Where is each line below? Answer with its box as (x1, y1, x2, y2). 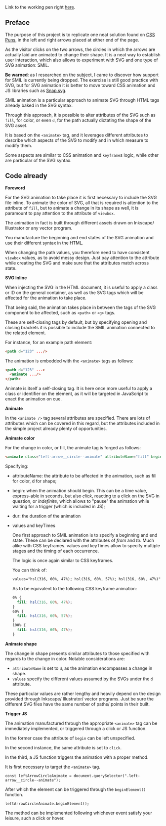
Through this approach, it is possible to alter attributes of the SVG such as (5, 112, 156, 118)
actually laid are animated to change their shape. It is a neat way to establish (5, 51, 161, 57)
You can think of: (12, 567, 47, 573)
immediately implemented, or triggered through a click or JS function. (5, 725, 147, 731)
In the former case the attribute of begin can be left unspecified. (5, 735, 136, 741)
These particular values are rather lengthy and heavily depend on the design (5, 691, 161, 696)
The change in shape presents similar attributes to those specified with (5, 650, 150, 656)
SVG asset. (5, 122, 28, 128)
